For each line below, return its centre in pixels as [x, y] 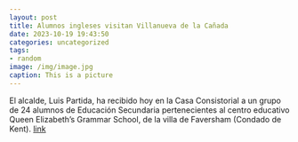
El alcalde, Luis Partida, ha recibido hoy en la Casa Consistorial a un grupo [145, 100]
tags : [19, 51]
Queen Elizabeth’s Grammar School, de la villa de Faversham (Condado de [145, 119]
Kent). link [28, 129]
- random [25, 59]
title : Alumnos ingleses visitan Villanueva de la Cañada [119, 26]
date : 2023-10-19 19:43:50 [59, 34]
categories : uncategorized [59, 42]
